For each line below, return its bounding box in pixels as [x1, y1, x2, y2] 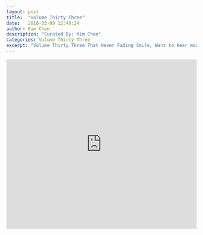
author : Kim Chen [6, 25, 50, 32]
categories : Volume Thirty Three [6, 37, 91, 43]
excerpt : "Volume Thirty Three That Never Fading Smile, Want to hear [6, 43, 188, 49]
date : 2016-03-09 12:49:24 [6, 20, 80, 26]
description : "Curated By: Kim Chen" [6, 31, 101, 37]
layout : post [6, 8, 39, 15]
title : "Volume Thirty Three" [6, 14, 85, 20]
